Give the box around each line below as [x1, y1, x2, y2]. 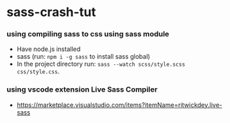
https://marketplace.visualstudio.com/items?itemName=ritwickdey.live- [16, 101, 223, 109]
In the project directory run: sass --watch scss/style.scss [16, 60, 186, 68]
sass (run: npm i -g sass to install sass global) [16, 52, 151, 61]
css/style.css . [16, 67, 60, 75]
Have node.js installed [16, 45, 81, 53]
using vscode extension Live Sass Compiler [6, 85, 158, 94]
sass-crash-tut [6, 4, 96, 20]
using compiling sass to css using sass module [6, 29, 169, 39]
